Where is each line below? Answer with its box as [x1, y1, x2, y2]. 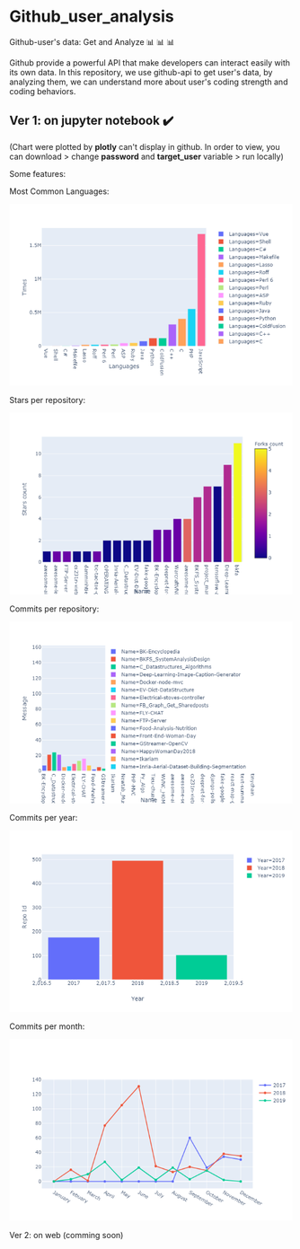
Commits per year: [9, 812, 78, 822]
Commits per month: [9, 1021, 85, 1032]
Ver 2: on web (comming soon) [9, 1229, 124, 1240]
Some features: [9, 168, 66, 179]
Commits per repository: [9, 603, 100, 614]
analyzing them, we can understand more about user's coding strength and [9, 76, 288, 87]
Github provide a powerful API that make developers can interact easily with [9, 57, 290, 68]
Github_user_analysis [9, 6, 174, 27]
